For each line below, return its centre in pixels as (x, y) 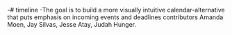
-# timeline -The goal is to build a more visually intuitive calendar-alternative (116, 10)
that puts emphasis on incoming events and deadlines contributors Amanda (115, 17)
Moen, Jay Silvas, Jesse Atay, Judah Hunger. (72, 24)
